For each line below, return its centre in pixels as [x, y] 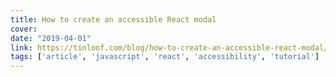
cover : [24, 29]
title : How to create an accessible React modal [113, 19]
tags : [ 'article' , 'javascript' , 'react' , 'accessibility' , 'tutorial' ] [165, 57]
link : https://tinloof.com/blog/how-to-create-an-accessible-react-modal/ [169, 47]
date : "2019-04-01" [51, 38]
